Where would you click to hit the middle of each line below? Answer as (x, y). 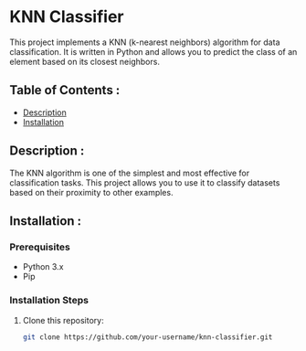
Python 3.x (43, 267)
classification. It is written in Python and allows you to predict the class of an (153, 51)
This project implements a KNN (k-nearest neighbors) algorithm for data (145, 42)
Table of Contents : (65, 90)
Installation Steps (49, 301)
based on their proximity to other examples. (91, 192)
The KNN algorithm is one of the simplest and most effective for (130, 173)
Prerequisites (40, 247)
